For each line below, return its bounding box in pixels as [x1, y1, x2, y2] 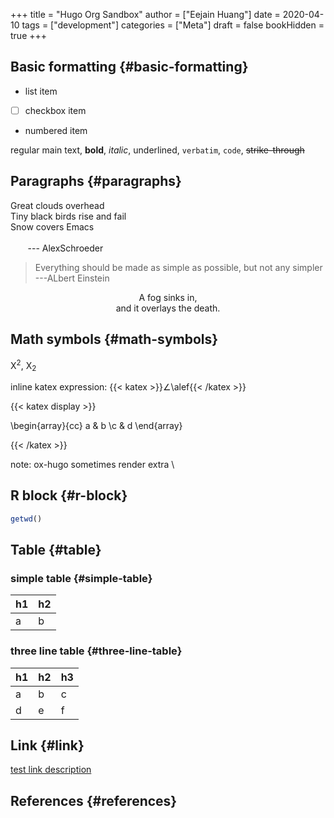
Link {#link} [10, 737, 85, 754]
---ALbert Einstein [34, 272, 110, 284]
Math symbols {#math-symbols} [10, 331, 219, 348]
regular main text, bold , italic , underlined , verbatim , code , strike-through [10, 144, 305, 156]
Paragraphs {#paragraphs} [10, 173, 182, 190]
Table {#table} [10, 542, 102, 559]
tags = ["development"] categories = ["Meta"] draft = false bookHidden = [21, 19, 325, 31]
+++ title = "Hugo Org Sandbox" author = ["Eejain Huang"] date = [10, 9, 281, 20]
